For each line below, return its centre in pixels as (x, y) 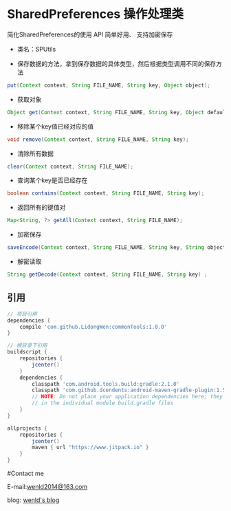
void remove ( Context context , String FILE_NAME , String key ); (98, 139)
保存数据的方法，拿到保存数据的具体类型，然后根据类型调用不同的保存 (117, 63)
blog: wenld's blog (33, 500)
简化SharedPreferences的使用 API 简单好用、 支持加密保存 (90, 34)
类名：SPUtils (36, 49)
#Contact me (26, 473)
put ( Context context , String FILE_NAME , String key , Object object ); (109, 85)
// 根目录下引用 (27, 346)
